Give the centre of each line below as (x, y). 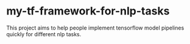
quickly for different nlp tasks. (44, 34)
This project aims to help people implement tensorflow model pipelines (95, 28)
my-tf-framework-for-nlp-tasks (88, 11)
